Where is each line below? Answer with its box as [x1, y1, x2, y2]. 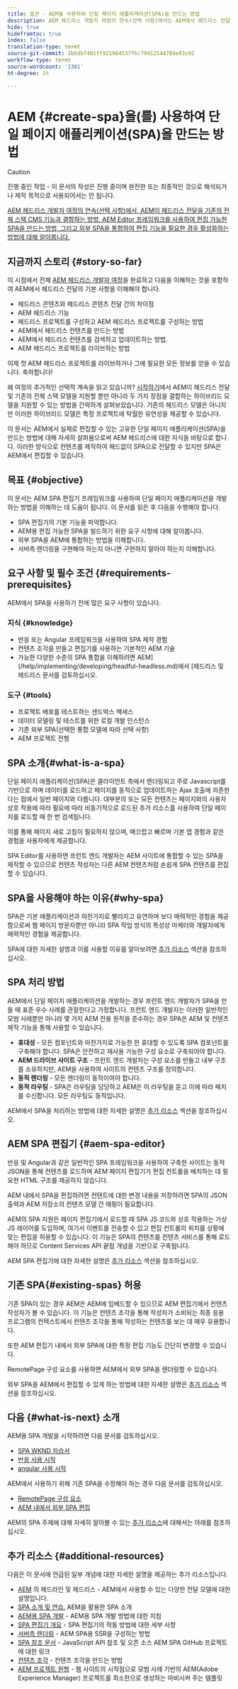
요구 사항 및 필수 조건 [7, 567, 93, 580]
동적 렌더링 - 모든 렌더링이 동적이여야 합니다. [17, 1073, 142, 1082]
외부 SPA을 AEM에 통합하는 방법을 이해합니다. [17, 536, 145, 544]
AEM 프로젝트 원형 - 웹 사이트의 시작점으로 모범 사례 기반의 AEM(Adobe [17, 1665, 218, 1673]
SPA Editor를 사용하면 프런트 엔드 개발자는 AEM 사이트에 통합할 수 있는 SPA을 [7, 852, 224, 860]
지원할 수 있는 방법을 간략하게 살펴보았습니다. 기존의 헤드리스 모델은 [20, 401, 208, 409]
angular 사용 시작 [17, 1464, 67, 1473]
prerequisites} [7, 579, 72, 591]
